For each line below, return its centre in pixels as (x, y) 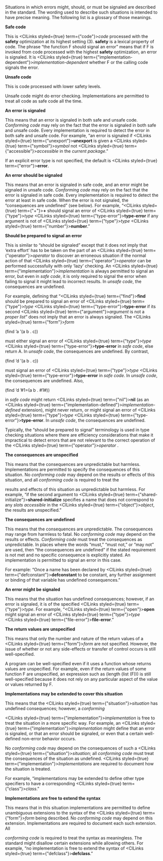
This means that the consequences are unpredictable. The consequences (79, 529)
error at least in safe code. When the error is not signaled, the (67, 200)
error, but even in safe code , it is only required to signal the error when (76, 276)
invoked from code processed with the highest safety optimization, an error (81, 52)
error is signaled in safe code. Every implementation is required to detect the (82, 195)
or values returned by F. (29, 684)
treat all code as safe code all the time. (44, 101)
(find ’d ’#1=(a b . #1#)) (27, 390)
